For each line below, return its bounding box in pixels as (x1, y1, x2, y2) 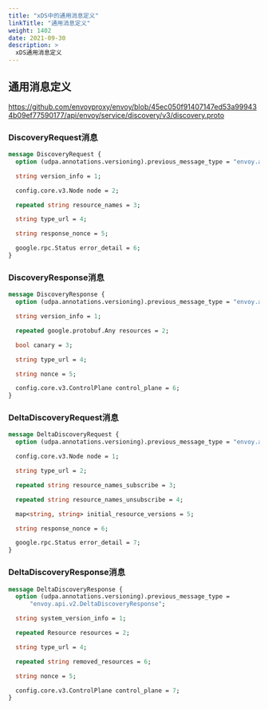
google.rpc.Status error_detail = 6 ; (15, 244, 141, 252)
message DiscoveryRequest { (8, 151, 102, 159)
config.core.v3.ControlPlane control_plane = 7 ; (15, 687, 180, 695)
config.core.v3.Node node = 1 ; (15, 452, 120, 461)
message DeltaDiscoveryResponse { (8, 585, 124, 593)
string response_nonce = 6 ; (15, 524, 109, 533)
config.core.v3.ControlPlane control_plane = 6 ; (15, 384, 180, 392)
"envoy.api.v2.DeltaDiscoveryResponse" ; (29, 600, 166, 609)
